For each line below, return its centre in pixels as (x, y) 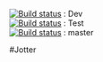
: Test (73, 23)
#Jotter (23, 50)
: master (78, 32)
